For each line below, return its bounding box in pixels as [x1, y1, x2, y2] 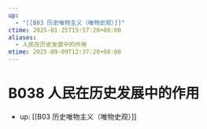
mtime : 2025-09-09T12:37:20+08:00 [8, 48, 122, 56]
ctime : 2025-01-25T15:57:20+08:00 [8, 26, 122, 34]
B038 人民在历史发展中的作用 [8, 84, 200, 102]
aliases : [8, 33, 37, 42]
